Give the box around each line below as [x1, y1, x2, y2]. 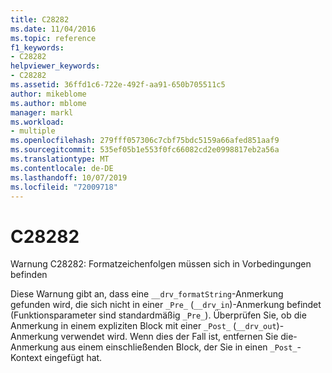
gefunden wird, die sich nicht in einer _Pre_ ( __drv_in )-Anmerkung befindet [10, 299, 322, 311]
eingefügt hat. [44, 352, 103, 364]
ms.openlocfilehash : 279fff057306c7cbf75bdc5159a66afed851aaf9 [10, 136, 280, 146]
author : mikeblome [10, 89, 87, 99]
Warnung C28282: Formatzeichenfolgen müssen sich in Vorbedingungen [10, 258, 312, 270]
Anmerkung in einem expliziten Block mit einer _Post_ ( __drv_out [10, 320, 277, 332]
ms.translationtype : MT [10, 154, 110, 164]
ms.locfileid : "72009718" [10, 182, 118, 192]
